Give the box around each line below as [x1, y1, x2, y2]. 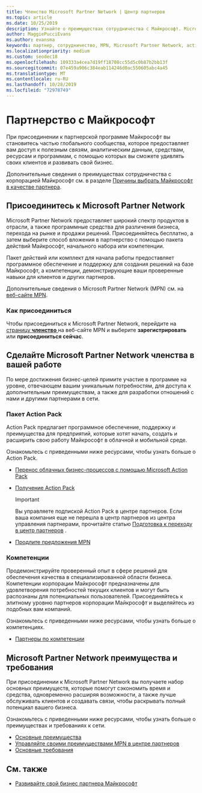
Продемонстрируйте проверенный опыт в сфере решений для [6, 567, 167, 574]
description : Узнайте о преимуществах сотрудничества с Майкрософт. [6, 25, 182, 32]
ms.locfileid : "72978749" [6, 87, 71, 93]
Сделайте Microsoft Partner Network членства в [6, 350, 195, 360]
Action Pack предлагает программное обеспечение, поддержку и [6, 424, 176, 431]
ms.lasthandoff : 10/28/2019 [6, 82, 77, 88]
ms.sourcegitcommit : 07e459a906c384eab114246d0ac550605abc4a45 [6, 64, 168, 71]
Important [14, 496, 40, 503]
